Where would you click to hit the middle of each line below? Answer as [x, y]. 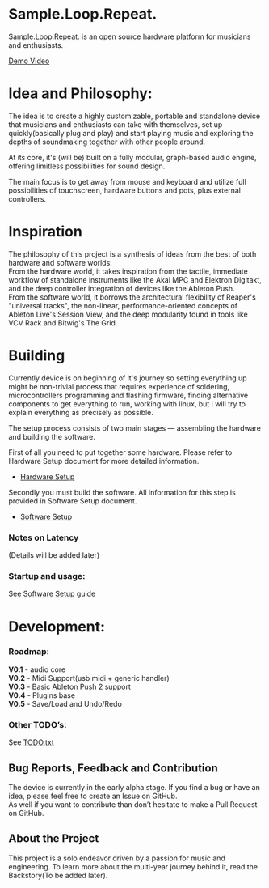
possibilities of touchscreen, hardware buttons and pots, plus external [124, 190]
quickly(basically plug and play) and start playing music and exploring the [131, 133]
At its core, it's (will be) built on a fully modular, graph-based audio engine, [132, 157]
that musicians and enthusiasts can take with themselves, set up [116, 124]
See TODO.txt [31, 742]
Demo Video [29, 61]
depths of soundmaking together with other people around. [107, 142]
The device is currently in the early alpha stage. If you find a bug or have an [134, 787]
